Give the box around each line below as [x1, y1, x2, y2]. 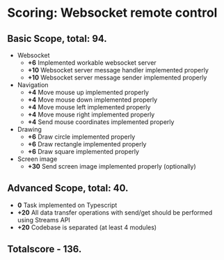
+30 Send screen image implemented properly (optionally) [27, 162, 196, 170]
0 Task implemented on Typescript [17, 201, 118, 209]
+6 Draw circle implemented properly [27, 132, 136, 141]
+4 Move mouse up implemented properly [27, 89, 150, 96]
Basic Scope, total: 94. [7, 33, 108, 45]
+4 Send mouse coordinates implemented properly [27, 118, 175, 126]
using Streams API [17, 215, 71, 224]
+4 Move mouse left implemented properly [27, 103, 151, 111]
